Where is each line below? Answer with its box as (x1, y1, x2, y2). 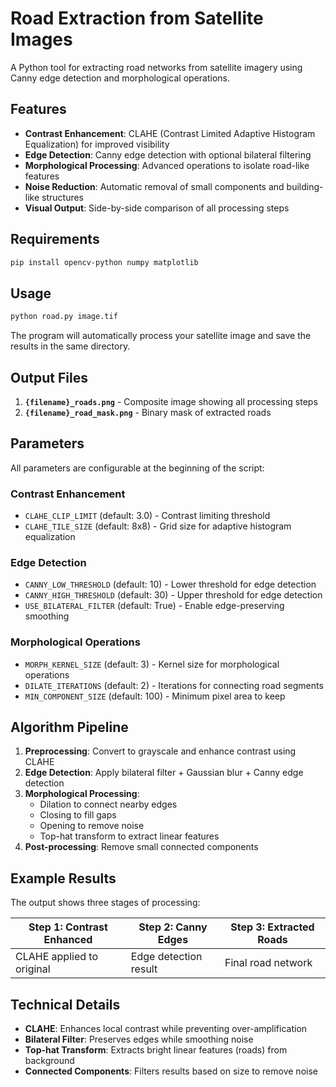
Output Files (10, 369, 88, 386)
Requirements (10, 231, 100, 248)
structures (41, 191, 85, 203)
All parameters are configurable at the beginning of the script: (10, 462, 265, 474)
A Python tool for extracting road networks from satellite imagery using (10, 61, 303, 73)
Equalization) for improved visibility (24, 138, 170, 150)
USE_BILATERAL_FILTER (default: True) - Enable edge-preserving (24, 600, 285, 612)
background (24, 1055, 75, 1067)
